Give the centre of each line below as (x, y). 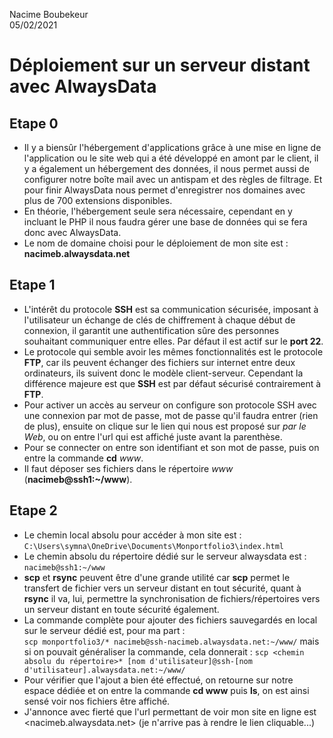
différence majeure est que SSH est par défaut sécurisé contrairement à (172, 383)
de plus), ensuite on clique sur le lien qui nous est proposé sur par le (165, 426)
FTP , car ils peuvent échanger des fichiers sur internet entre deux (159, 362)
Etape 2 (33, 510)
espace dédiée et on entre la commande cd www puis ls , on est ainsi (166, 690)
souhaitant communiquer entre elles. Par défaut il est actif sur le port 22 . (173, 341)
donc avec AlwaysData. (72, 232)
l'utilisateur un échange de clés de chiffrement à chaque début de (159, 320)
